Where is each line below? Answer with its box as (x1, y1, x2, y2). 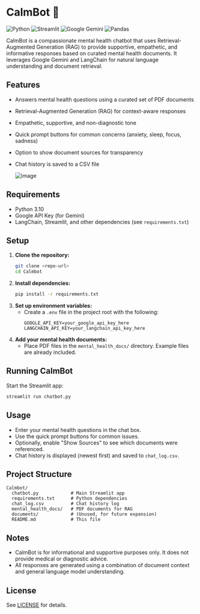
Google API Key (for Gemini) (14, 211, 85, 219)
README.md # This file (11, 517, 101, 523)
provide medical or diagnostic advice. (14, 555, 109, 562)
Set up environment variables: (14, 302, 92, 309)
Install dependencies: (14, 279, 71, 287)
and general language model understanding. (14, 568, 125, 576)
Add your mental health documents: (14, 336, 107, 343)
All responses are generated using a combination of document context (14, 562, 190, 569)
